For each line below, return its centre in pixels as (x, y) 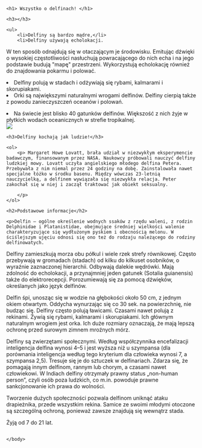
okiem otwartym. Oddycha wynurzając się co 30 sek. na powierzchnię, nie (99, 304)
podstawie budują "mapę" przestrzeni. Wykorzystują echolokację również (98, 64)
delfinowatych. (25, 243)
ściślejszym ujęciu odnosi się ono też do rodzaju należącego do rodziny (101, 237)
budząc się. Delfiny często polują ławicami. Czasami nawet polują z (90, 310)
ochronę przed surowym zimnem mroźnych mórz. (68, 330)
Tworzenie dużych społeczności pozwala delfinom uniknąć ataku (87, 398)
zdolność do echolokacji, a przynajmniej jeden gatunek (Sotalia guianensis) (100, 273)
